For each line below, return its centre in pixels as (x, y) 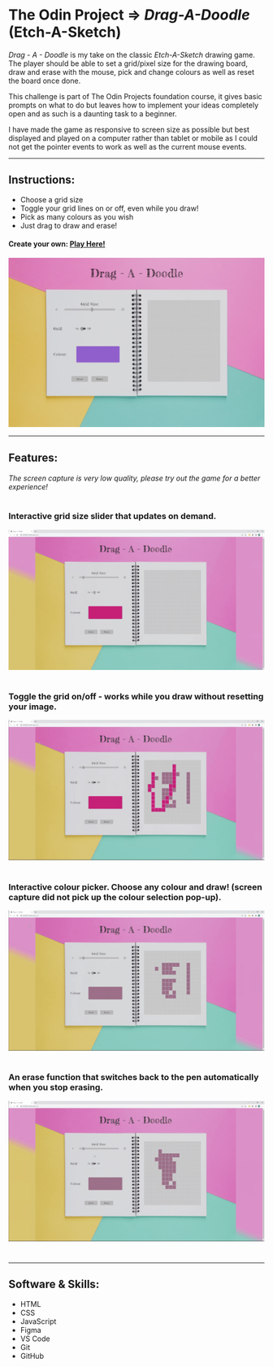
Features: (33, 457)
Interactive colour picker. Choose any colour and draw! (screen (135, 886)
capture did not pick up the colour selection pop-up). (115, 897)
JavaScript (38, 1321)
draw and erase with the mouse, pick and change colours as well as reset (131, 72)
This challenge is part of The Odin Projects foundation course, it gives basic (135, 96)
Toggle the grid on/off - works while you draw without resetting (136, 697)
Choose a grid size (52, 199)
